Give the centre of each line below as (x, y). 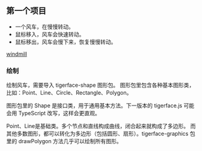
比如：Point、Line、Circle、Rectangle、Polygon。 (69, 93)
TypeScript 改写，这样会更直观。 (59, 113)
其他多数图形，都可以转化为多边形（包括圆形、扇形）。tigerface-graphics (97, 134)
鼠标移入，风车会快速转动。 (50, 34)
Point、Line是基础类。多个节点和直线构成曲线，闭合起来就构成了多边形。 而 (101, 126)
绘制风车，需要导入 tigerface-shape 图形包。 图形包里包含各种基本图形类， (100, 85)
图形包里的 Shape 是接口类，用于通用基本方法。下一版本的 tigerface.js (94, 106)
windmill (17, 54)
